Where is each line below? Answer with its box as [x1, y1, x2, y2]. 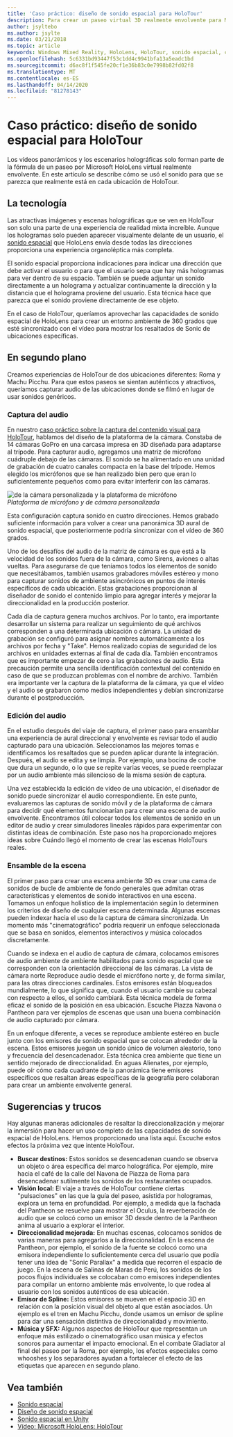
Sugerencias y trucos [7, 1101, 102, 1112]
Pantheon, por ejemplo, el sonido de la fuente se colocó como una [17, 1243, 207, 1251]
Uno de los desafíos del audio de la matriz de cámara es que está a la [7, 547, 206, 555]
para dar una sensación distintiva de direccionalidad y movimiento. [17, 1317, 209, 1326]
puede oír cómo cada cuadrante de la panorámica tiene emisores [7, 1066, 194, 1074]
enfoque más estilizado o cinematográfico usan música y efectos [17, 1332, 204, 1340]
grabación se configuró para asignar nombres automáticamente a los [7, 634, 205, 643]
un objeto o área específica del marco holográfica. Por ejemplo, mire [17, 1162, 214, 1171]
